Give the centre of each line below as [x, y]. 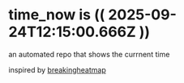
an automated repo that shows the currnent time [89, 54]
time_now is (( [57, 15]
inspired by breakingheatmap [58, 69]
